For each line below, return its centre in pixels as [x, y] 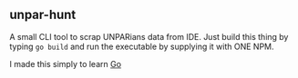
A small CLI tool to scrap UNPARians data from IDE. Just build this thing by [149, 36]
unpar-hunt [43, 15]
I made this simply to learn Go [65, 63]
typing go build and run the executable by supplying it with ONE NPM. [142, 46]
